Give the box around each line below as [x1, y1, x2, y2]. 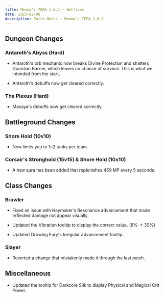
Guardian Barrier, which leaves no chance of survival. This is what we [12, 66, 153, 72]
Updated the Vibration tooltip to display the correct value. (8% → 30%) [12, 222, 156, 228]
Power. [12, 288, 26, 294]
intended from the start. [12, 71, 60, 77]
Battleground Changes [5, 118, 76, 126]
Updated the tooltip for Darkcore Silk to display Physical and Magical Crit [12, 282, 160, 288]
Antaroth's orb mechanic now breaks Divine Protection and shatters [12, 60, 149, 66]
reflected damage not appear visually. [12, 213, 89, 218]
